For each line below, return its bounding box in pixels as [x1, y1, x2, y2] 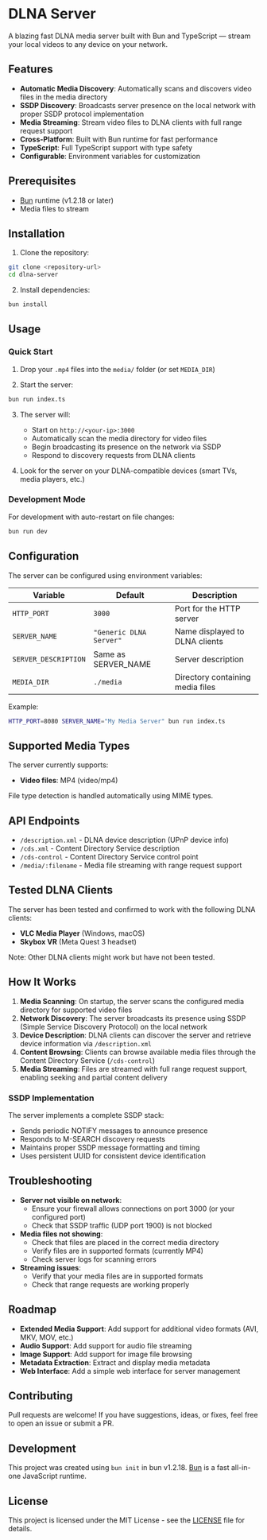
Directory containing [174, 671, 251, 682]
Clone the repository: [19, 248, 90, 258]
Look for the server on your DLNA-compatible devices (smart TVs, [19, 466, 238, 475]
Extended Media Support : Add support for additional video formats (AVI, [19, 1324, 259, 1333]
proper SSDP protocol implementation [19, 109, 145, 118]
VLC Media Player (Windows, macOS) [19, 928, 145, 938]
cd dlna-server [8, 271, 59, 279]
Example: [8, 701, 39, 712]
